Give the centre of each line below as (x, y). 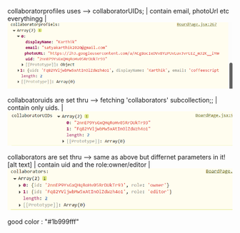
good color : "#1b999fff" (43, 222)
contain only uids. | (35, 108)
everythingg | (27, 19)
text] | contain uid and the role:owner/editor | (85, 165)
